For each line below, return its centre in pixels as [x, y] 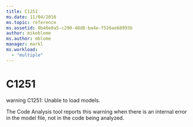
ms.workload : [22, 50]
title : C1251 [22, 11]
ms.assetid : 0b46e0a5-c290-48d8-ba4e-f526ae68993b [69, 28]
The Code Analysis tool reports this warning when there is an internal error [96, 111]
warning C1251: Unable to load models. [53, 100]
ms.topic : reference [31, 22]
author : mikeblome [29, 33]
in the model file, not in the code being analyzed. [65, 118]
